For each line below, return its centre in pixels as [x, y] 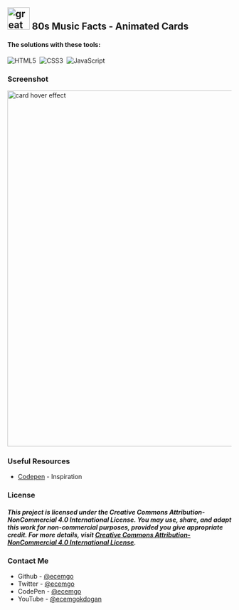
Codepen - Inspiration [50, 477]
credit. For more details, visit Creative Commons [81, 535]
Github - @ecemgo [46, 577]
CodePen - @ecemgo [49, 591]
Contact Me [28, 561]
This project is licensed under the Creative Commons [88, 512]
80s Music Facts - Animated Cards [110, 27]
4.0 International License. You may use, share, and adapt [145, 520]
